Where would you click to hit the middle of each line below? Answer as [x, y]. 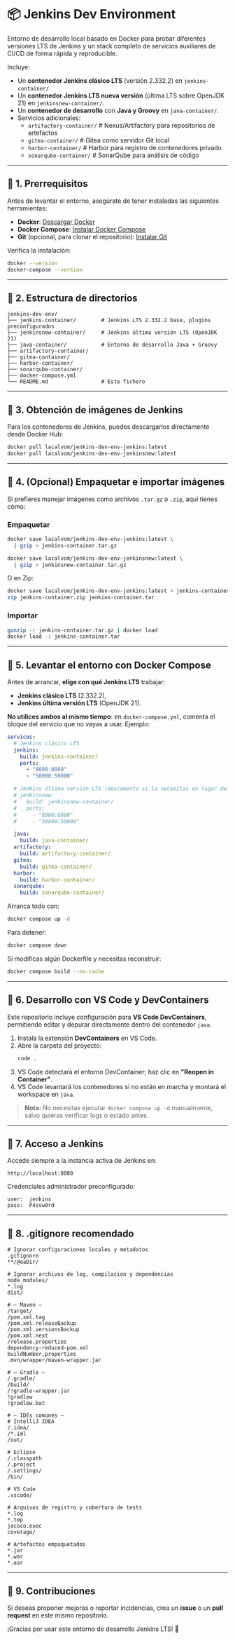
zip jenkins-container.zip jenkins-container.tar [81, 598]
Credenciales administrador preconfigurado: [71, 1187]
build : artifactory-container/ [65, 854]
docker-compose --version [45, 269]
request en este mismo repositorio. [58, 1615]
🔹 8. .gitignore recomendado [71, 1233]
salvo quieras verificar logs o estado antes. [86, 1115]
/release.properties [37, 1342]
